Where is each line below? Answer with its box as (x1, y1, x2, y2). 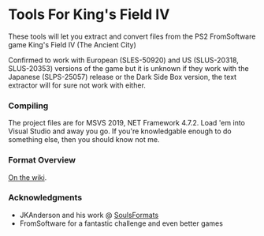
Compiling (8, 100, 49, 111)
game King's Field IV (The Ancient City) (8, 39, 136, 49)
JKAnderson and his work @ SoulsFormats (19, 210, 159, 219)
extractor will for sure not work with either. (8, 81, 146, 90)
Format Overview (8, 155, 76, 166)
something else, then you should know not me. (8, 135, 160, 144)
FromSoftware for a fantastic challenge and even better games (19, 219, 223, 228)
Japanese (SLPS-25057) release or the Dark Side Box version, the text (8, 72, 237, 81)
